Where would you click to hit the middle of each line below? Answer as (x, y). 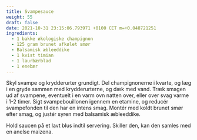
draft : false (22, 22)
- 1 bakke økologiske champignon (52, 39)
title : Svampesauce (30, 11)
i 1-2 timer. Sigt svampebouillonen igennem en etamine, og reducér (87, 102)
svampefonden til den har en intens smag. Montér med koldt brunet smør (95, 108)
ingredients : (22, 34)
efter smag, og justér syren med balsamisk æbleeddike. (74, 114)
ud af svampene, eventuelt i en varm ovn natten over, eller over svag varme (98, 95)
